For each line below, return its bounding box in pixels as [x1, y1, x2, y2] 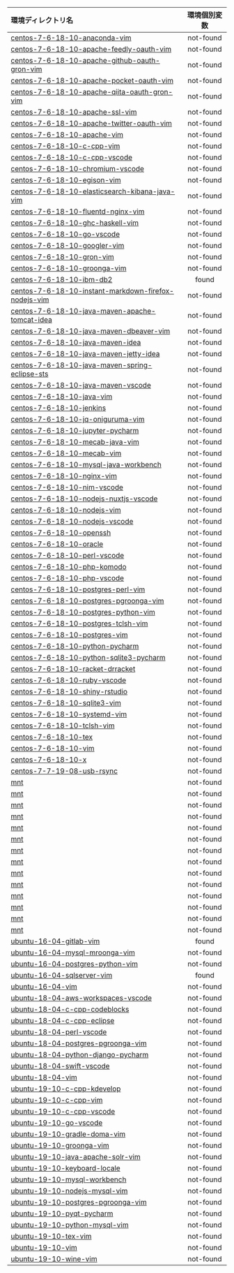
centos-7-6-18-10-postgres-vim [10, 630, 128, 640]
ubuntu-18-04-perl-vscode [10, 1027, 107, 1036]
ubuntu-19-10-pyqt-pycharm [10, 1209, 114, 1218]
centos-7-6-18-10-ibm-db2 [10, 275, 113, 284]
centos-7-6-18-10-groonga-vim [10, 263, 127, 273]
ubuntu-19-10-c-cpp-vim [10, 1096, 103, 1105]
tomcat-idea [10, 315, 52, 324]
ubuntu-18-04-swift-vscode [10, 1061, 110, 1070]
